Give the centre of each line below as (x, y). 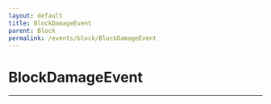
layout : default (35, 16)
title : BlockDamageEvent (50, 23)
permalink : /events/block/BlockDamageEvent (83, 38)
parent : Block (32, 30)
